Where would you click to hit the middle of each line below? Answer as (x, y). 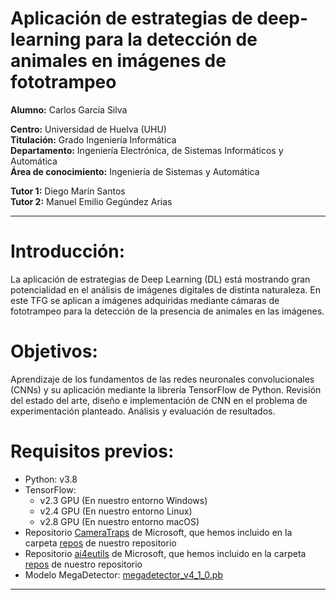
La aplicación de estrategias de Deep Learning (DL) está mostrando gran (160, 279)
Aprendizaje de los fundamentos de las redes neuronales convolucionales (162, 379)
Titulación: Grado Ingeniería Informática (93, 139)
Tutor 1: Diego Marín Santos (68, 191)
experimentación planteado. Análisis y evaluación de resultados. (143, 411)
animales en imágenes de (118, 61)
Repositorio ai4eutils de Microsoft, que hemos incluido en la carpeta (165, 553)
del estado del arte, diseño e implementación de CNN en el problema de (159, 400)
